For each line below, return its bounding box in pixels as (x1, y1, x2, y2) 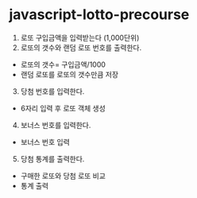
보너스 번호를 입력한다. (20, 120, 91, 130)
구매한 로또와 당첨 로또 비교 (20, 171, 106, 181)
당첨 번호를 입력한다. (20, 86, 85, 96)
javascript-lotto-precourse (9, 6, 190, 24)
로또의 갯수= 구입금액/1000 (20, 60, 106, 69)
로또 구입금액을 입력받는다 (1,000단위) (20, 33, 140, 42)
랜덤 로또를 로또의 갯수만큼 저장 (20, 69, 118, 79)
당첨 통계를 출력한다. (20, 153, 85, 164)
